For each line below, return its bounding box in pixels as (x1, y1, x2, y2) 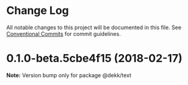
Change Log (6, 4, 69, 18)
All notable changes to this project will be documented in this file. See (6, 24, 182, 31)
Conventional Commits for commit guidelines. (6, 30, 121, 37)
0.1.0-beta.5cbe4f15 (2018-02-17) (6, 52, 183, 66)
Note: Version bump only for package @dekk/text (6, 71, 132, 79)
